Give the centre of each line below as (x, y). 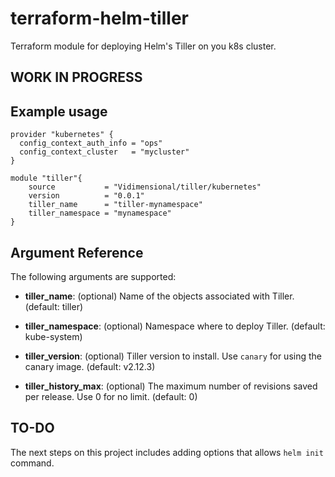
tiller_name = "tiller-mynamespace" (115, 205)
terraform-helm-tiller (99, 18)
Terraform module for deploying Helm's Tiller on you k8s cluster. (143, 46)
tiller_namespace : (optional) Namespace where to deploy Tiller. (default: (175, 326)
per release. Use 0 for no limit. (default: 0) (111, 396)
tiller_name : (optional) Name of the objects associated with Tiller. (159, 296)
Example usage (59, 111)
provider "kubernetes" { (62, 135)
